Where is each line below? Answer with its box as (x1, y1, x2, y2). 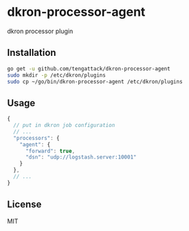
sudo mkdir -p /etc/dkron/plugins (7, 72, 107, 79)
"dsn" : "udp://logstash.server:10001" (25, 154, 137, 161)
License (7, 199, 42, 210)
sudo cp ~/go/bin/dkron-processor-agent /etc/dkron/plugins (7, 78, 184, 85)
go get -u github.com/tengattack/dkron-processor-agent (7, 65, 170, 72)
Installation (7, 47, 56, 59)
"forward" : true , (25, 148, 76, 154)
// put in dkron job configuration (13, 122, 115, 129)
